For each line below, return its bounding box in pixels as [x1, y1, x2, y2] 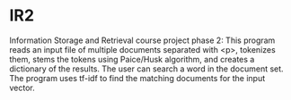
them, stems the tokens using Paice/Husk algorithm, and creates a [9, 54, 255, 64]
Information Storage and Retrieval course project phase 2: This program [9, 35, 276, 46]
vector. [9, 82, 36, 93]
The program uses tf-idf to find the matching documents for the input [9, 72, 266, 83]
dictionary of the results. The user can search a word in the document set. [9, 63, 285, 74]
